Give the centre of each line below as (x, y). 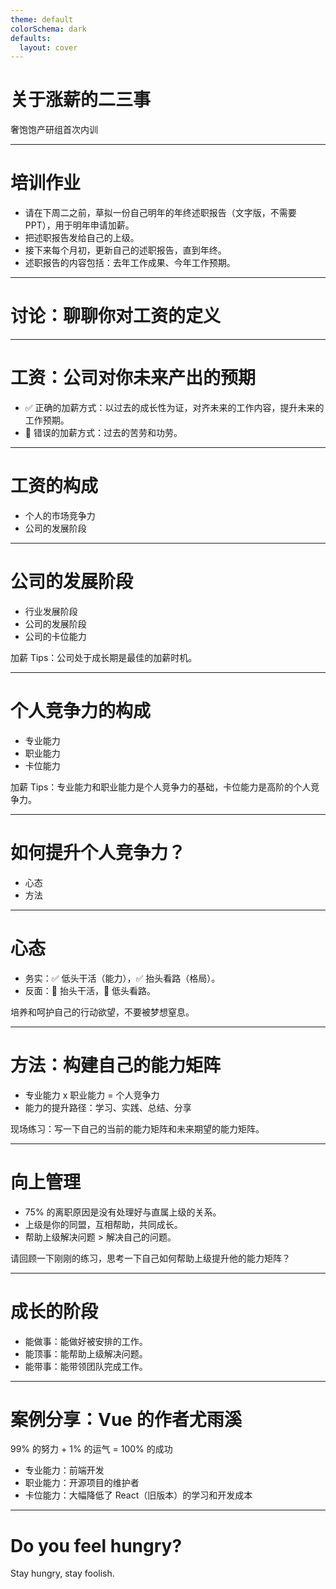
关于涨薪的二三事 (81, 100)
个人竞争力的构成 (81, 711)
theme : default (42, 19)
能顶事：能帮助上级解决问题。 (86, 1353)
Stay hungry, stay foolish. (62, 1573)
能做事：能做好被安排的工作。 (86, 1341)
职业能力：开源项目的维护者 (82, 1483)
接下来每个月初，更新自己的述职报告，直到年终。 (125, 250)
